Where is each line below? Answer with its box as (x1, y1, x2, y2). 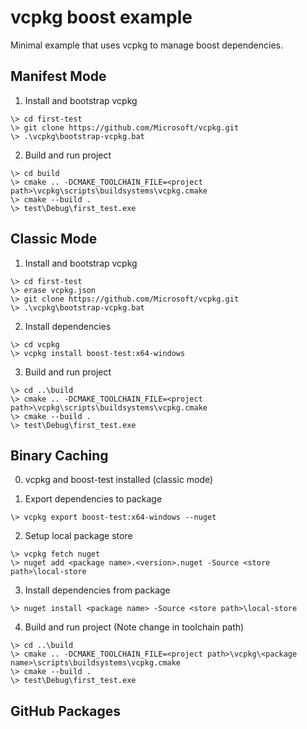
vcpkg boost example (10, 6, 193, 29)
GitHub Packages (10, 702, 121, 720)
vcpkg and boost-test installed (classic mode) (24, 474, 214, 486)
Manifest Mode (10, 68, 107, 85)
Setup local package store (24, 530, 133, 542)
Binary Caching (10, 447, 109, 464)
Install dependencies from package (24, 584, 171, 596)
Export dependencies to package (24, 493, 163, 505)
